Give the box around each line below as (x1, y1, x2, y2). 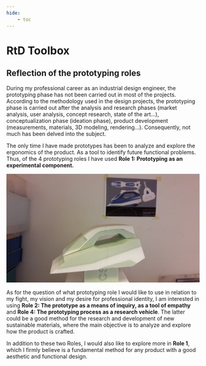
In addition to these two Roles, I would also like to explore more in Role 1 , (6, 340, 190, 347)
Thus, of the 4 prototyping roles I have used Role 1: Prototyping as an (6, 155, 183, 162)
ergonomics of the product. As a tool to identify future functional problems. (6, 148, 196, 156)
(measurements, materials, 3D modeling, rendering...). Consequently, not (6, 123, 191, 131)
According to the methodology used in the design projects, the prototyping (6, 97, 196, 104)
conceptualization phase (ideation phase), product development (6, 117, 169, 124)
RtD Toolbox (6, 44, 70, 58)
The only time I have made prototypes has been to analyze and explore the (6, 142, 196, 149)
